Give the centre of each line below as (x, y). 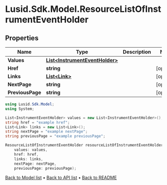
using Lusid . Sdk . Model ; (30, 104)
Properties (22, 38)
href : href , (26, 154)
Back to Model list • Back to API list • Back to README (61, 178)
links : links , (29, 159)
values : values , (31, 150)
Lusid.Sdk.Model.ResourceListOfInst (83, 9)
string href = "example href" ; (38, 123)
